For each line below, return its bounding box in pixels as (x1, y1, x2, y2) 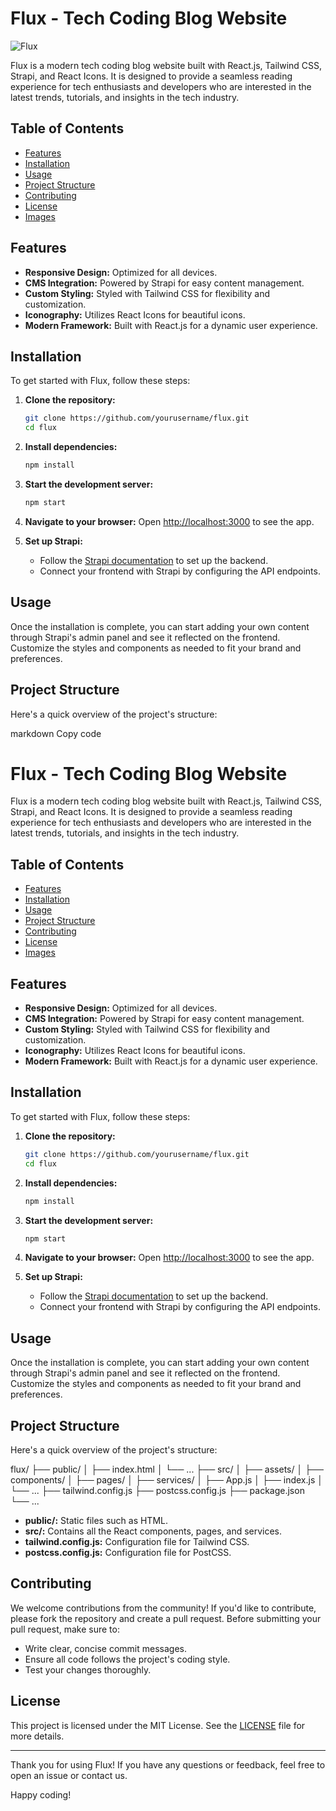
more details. (10, 1730, 65, 1742)
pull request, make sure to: (10, 1623, 120, 1635)
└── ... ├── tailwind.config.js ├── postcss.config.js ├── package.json (10, 1485, 305, 1496)
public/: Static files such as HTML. (24, 1515, 169, 1526)
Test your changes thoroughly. (24, 1663, 152, 1676)
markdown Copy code (10, 727, 102, 739)
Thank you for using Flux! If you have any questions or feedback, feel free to (10, 1758, 326, 1771)
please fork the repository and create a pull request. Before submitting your (10, 1612, 322, 1624)
